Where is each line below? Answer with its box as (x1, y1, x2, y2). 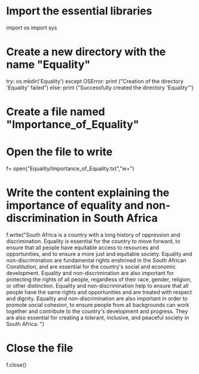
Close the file (6, 342, 74, 355)
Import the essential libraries (6, 4, 152, 18)
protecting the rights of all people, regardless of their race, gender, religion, (6, 276, 192, 283)
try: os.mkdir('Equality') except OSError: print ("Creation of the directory (6, 77, 184, 85)
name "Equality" (6, 58, 91, 71)
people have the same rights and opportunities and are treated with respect (6, 288, 192, 295)
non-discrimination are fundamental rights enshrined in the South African (6, 257, 186, 264)
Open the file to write (6, 145, 113, 159)
